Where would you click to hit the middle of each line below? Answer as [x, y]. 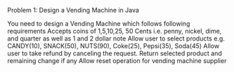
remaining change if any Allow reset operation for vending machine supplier [117, 61]
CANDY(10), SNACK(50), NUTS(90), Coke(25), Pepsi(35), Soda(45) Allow [113, 46]
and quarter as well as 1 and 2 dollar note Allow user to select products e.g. [116, 38]
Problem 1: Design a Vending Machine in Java [73, 10]
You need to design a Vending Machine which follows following [99, 23]
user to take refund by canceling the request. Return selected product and [115, 53]
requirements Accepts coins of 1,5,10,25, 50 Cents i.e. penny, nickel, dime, [115, 31]
